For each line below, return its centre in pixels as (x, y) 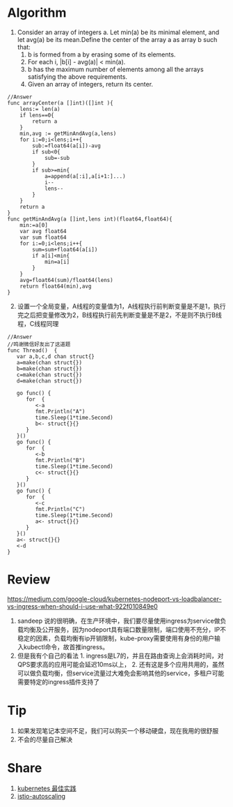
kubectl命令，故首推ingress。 (66, 646)
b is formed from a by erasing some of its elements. (102, 54)
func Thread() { (32, 350)
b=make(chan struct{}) (49, 369)
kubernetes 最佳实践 (47, 788)
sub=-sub (57, 158)
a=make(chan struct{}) (49, 362)
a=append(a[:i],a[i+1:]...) (85, 176)
